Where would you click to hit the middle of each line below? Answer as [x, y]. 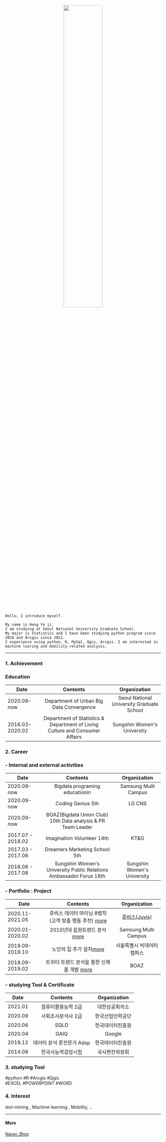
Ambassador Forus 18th [77, 876]
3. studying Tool [25, 1067]
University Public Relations [77, 870]
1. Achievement [24, 663]
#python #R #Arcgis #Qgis [32, 1078]
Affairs [74, 737]
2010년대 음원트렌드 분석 [78, 930]
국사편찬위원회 [113, 1052]
